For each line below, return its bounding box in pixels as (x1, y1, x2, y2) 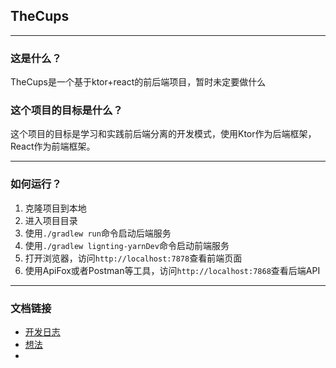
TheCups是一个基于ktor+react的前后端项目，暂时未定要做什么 (10, 76, 267, 88)
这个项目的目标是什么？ (10, 104, 123, 118)
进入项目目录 (24, 214, 78, 226)
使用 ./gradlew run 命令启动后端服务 (24, 227, 172, 239)
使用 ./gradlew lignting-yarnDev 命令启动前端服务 (24, 239, 230, 251)
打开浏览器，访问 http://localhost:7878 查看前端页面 (24, 252, 243, 264)
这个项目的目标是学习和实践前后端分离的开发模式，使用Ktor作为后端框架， (10, 128, 317, 140)
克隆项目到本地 (24, 202, 87, 214)
